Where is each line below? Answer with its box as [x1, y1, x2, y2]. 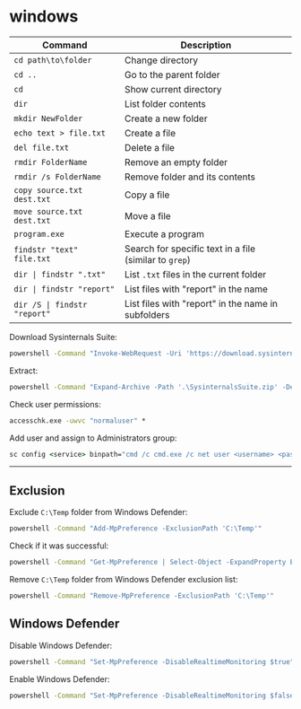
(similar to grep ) [124, 253, 191, 266]
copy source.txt [13, 185, 83, 195]
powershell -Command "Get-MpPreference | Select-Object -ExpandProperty [9, 558, 287, 567]
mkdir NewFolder [13, 113, 83, 123]
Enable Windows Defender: [9, 673, 110, 684]
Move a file [124, 209, 172, 222]
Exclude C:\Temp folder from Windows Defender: [9, 507, 188, 518]
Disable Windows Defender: [9, 640, 113, 651]
